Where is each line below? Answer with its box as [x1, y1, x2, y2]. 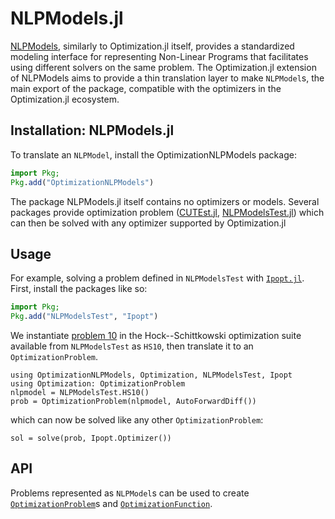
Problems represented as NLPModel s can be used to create [10, 487, 250, 499]
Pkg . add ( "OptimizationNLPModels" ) [10, 177, 155, 187]
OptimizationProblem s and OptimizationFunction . [10, 497, 213, 509]
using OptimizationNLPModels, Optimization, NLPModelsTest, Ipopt [10, 370, 293, 381]
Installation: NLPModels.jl [10, 122, 175, 139]
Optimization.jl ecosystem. [10, 93, 120, 105]
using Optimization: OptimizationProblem [10, 379, 186, 389]
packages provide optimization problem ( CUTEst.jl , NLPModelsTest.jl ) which [10, 206, 325, 218]
